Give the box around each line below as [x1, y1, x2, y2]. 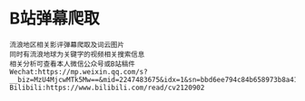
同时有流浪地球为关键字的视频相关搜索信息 [9, 50, 145, 59]
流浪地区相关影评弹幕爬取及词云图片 [9, 40, 125, 50]
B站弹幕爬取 [9, 8, 100, 29]
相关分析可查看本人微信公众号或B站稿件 [9, 60, 136, 69]
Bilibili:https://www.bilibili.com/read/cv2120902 [9, 83, 205, 92]
